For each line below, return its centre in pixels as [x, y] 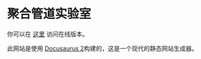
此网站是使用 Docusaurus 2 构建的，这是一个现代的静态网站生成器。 [103, 48]
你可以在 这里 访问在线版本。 [48, 34]
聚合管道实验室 [49, 14]
